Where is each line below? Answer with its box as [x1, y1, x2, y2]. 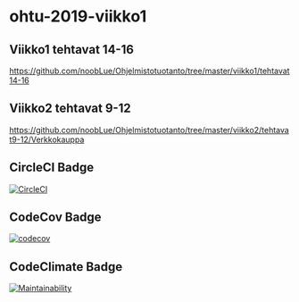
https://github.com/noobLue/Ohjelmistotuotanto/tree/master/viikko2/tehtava [9, 124, 290, 135]
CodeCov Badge [9, 210, 102, 225]
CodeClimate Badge [9, 259, 123, 274]
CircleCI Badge [9, 160, 95, 175]
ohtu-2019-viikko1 [9, 6, 147, 27]
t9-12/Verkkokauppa [9, 134, 85, 145]
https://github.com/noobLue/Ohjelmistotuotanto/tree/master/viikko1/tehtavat [9, 65, 290, 76]
